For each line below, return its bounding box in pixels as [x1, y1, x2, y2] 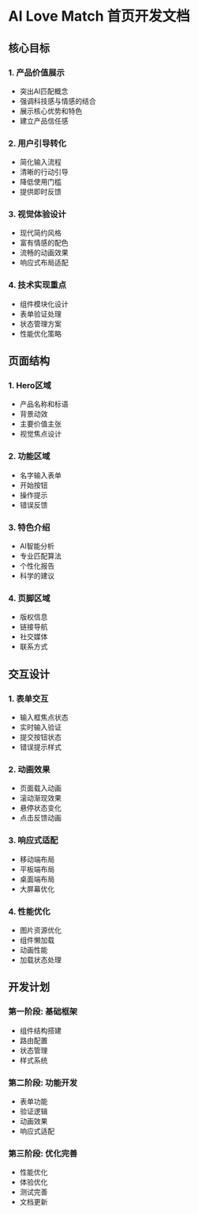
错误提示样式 [19, 742, 62, 752]
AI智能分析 [19, 542, 55, 551]
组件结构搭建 [19, 1026, 62, 1035]
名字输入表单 [19, 470, 62, 480]
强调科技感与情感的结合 [19, 96, 96, 105]
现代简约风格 [19, 228, 62, 238]
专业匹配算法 [19, 551, 62, 561]
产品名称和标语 [19, 399, 69, 409]
